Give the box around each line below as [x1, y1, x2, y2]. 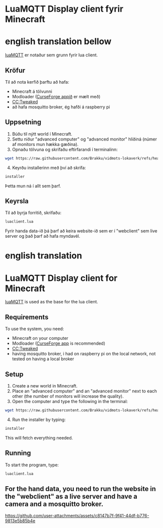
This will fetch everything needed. [5, 435, 73, 440]
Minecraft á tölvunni [12, 88, 52, 94]
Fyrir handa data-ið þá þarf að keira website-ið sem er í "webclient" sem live [5, 228, 158, 234]
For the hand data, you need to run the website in [5, 485, 156, 493]
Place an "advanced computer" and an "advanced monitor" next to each [12, 388, 157, 394]
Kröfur [5, 66, 26, 74]
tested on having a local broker [12, 356, 74, 362]
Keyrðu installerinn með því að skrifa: [12, 164, 86, 171]
